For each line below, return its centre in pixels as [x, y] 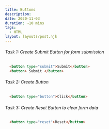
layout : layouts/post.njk [31, 37]
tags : [10, 28]
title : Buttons [20, 9]
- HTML [16, 32]
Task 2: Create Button [27, 82]
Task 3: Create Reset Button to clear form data [52, 108]
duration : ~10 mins [25, 23]
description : [18, 14]
